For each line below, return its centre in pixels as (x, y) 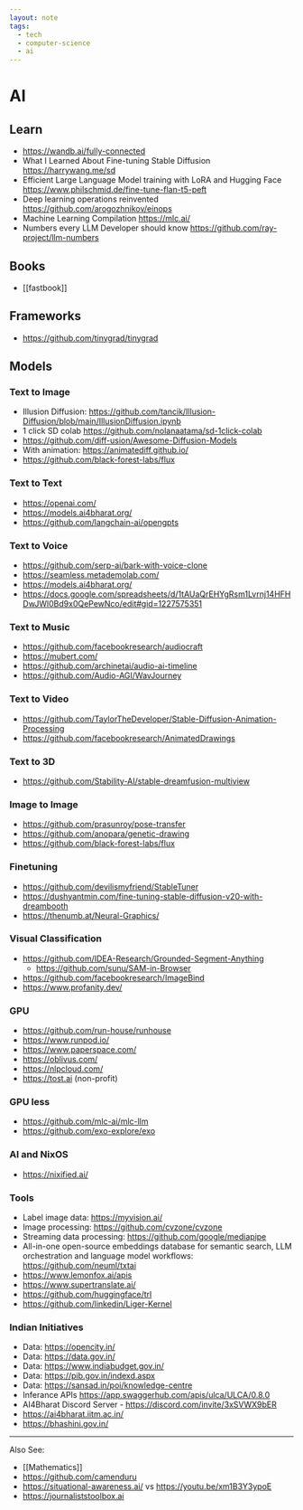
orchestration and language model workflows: (108, 1256)
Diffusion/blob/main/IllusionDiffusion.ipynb (102, 421)
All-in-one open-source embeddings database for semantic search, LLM (157, 1246)
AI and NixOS (39, 1155)
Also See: (27, 1450)
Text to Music (40, 627)
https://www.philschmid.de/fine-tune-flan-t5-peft (115, 190)
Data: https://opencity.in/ (69, 1347)
